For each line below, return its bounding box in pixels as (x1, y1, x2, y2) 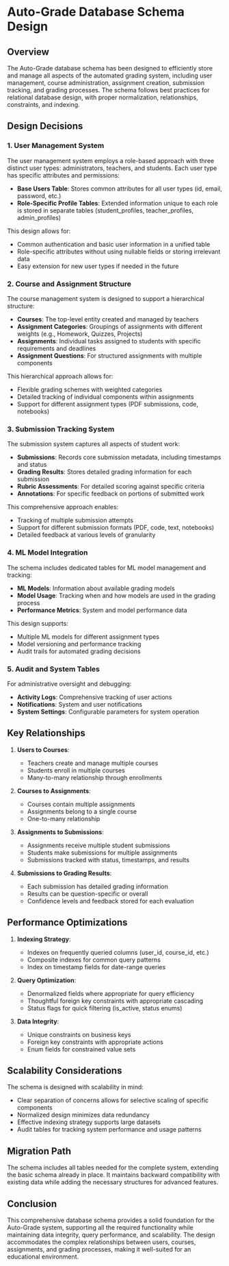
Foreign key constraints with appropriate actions (27, 1038, 164, 1046)
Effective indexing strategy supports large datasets (16, 1118, 161, 1126)
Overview (7, 46, 50, 58)
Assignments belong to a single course (27, 807, 137, 816)
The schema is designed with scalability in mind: (7, 1083, 144, 1091)
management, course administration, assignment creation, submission (7, 79, 205, 86)
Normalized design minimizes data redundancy (16, 1111, 150, 1119)
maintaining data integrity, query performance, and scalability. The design (7, 1230, 215, 1239)
